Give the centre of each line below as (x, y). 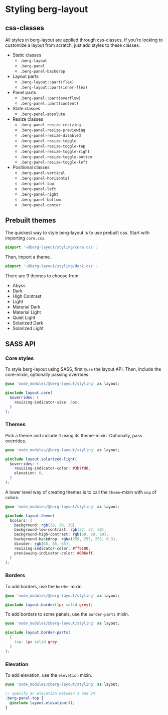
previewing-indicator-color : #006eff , (55, 553)
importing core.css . (26, 238)
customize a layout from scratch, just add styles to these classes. (73, 45)
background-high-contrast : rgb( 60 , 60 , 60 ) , (61, 534)
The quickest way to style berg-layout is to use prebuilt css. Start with (77, 232)
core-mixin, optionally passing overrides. (47, 375)
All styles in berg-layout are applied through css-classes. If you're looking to (84, 40)
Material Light (27, 312)
